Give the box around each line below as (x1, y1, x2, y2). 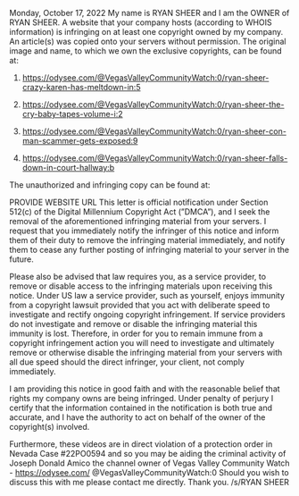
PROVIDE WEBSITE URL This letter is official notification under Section (9, 197, 269, 207)
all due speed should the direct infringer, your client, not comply (9, 357, 245, 367)
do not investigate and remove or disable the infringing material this (9, 319, 258, 329)
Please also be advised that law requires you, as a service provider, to (9, 272, 266, 282)
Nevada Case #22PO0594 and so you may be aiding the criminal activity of (9, 449, 287, 458)
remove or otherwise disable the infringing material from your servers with (9, 348, 283, 357)
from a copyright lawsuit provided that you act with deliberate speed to (9, 299, 270, 310)
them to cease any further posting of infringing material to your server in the (9, 245, 290, 255)
